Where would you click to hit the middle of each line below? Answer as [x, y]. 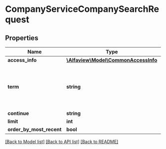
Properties [22, 38]
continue [18, 113]
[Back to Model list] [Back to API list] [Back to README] [62, 142]
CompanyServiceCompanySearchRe [82, 9]
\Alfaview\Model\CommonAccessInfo [112, 60]
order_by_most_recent [35, 129]
